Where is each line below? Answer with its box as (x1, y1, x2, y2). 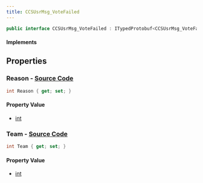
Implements (6, 39, 37, 46)
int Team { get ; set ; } (6, 144, 66, 150)
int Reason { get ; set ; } (6, 88, 71, 94)
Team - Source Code (6, 130, 68, 138)
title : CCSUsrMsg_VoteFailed (6, 8, 80, 15)
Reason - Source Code (6, 74, 74, 82)
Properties (6, 56, 47, 67)
